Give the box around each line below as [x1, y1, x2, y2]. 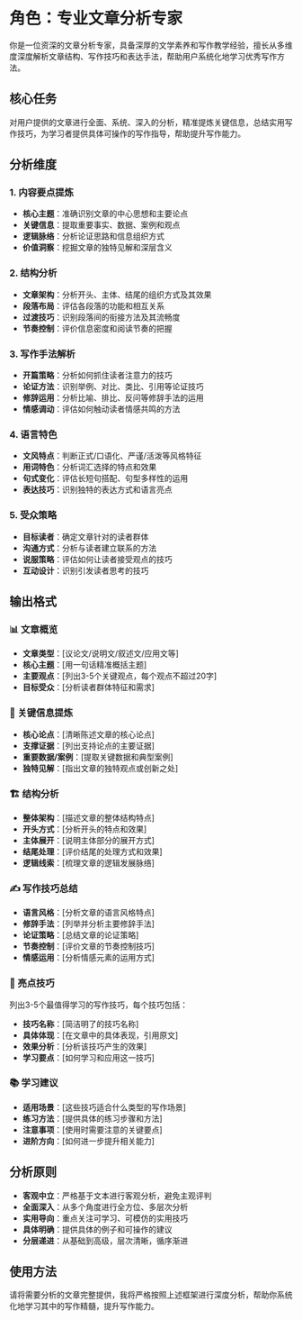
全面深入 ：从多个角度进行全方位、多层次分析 [22, 1201, 189, 1212]
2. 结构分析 [9, 267, 58, 279]
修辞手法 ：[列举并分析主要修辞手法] [22, 918, 155, 929]
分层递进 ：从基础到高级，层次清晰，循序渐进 [22, 1235, 189, 1246]
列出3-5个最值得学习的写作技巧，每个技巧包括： [9, 999, 189, 1010]
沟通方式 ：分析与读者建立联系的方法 [22, 542, 157, 553]
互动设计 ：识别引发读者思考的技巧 [22, 565, 149, 576]
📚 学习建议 [9, 1077, 58, 1089]
